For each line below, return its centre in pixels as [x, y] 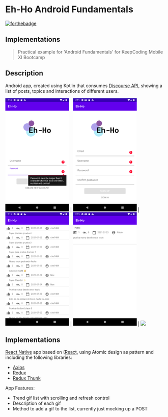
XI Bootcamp [31, 57]
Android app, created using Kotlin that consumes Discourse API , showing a [84, 86]
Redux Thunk [26, 378]
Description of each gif [37, 403]
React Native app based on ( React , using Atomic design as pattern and [79, 352]
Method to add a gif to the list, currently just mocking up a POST [80, 409]
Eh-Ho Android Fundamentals [69, 9]
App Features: [20, 388]
